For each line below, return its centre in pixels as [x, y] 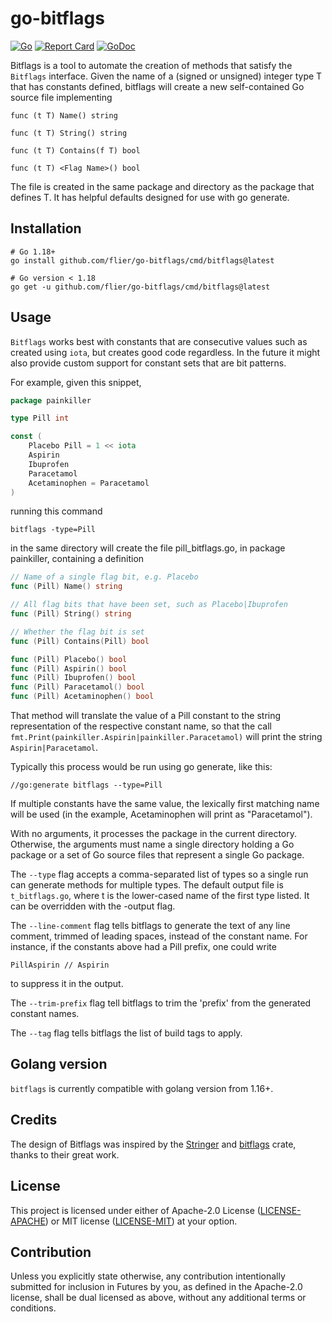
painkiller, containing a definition [77, 559]
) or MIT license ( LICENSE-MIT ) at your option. [141, 1221]
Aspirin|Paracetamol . [54, 748]
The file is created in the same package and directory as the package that [162, 186]
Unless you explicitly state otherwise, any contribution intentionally [148, 1276]
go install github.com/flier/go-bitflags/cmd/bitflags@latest [142, 260]
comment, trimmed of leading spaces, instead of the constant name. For [159, 936]
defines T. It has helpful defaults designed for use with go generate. [150, 197]
